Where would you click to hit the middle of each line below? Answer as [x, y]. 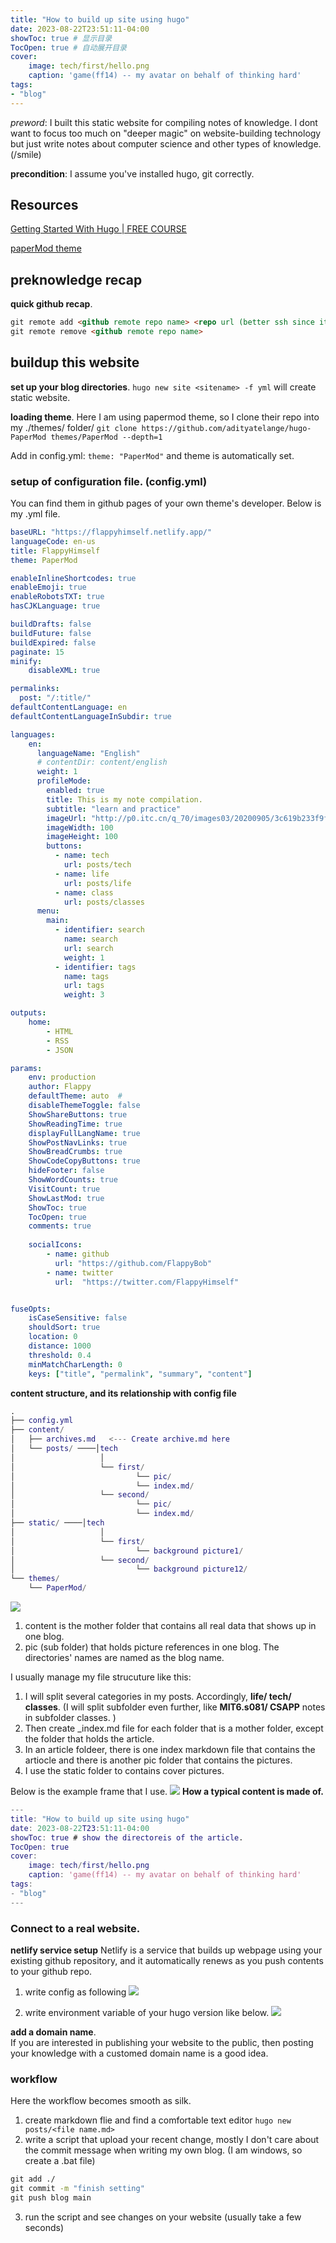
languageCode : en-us [53, 541]
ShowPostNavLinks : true [78, 1142]
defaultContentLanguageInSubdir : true [91, 716]
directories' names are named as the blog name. [124, 1658]
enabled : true [75, 791]
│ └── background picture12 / [129, 1569]
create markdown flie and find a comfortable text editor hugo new [158, 2120]
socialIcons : [55, 1245]
